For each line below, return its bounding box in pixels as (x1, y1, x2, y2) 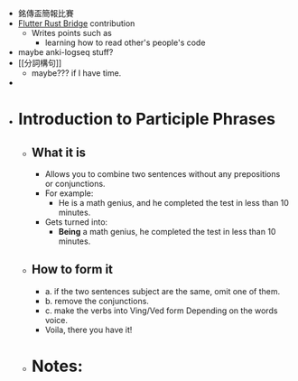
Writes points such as (31, 28, 113, 38)
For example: (44, 188, 94, 199)
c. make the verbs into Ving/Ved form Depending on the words (44, 305, 278, 316)
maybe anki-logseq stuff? (17, 47, 114, 57)
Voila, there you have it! (44, 324, 133, 335)
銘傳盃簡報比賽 (17, 8, 74, 18)
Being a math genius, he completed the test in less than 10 (58, 227, 276, 237)
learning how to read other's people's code (44, 37, 206, 48)
